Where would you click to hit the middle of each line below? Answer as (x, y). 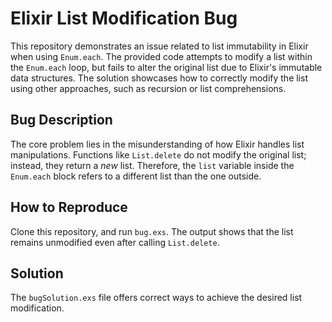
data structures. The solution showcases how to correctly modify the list (159, 78)
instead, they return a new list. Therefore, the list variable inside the (152, 165)
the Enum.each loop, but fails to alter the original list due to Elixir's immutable (166, 67)
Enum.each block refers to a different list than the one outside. (136, 176)
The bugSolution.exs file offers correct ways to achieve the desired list (156, 298)
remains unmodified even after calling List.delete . (115, 242)
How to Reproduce (69, 207)
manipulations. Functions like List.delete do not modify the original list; (158, 154)
